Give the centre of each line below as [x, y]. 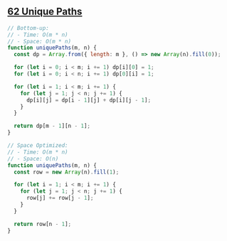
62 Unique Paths [45, 12]
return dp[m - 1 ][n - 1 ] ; [52, 126]
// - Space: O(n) [33, 159]
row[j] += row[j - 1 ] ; [60, 198]
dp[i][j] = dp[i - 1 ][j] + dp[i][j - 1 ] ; [89, 100]
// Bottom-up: [28, 28]
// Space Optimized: [38, 146]
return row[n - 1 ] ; [43, 224]
